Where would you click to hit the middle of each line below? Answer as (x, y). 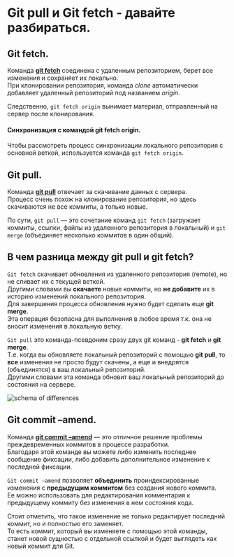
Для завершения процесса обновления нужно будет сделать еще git (111, 303)
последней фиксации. (40, 467)
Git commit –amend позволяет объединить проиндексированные (103, 480)
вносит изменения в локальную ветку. (65, 326)
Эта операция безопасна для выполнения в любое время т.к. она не (109, 318)
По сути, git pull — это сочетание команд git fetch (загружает (104, 220)
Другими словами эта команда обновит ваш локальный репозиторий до (116, 377)
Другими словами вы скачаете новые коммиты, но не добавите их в (111, 289)
